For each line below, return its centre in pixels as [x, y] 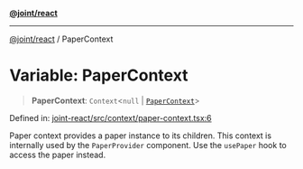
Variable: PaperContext [99, 75]
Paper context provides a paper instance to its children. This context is [141, 136]
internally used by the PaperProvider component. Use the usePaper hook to [148, 145]
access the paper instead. [58, 155]
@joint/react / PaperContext [61, 39]
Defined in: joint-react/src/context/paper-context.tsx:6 [110, 117]
